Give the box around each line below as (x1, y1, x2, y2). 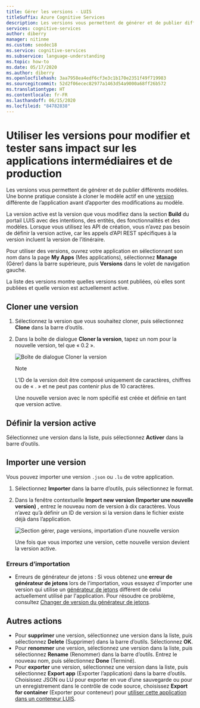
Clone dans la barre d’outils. (14, 324, 85, 331)
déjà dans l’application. (14, 515, 71, 523)
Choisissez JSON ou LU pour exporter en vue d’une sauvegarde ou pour (14, 676, 193, 683)
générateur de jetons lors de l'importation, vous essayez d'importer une (14, 580, 193, 587)
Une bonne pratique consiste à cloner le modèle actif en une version (6, 193, 174, 200)
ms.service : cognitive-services (6, 48, 86, 54)
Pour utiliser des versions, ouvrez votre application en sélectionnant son (6, 248, 183, 255)
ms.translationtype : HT (6, 86, 65, 92)
